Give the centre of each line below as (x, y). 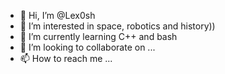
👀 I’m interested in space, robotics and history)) (117, 26)
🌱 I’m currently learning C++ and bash (98, 36)
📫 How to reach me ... (66, 58)
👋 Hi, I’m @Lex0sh (57, 15)
